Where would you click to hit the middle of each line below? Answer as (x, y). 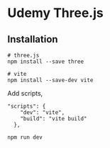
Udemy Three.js (56, 13)
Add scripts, (25, 93)
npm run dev (25, 137)
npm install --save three (45, 62)
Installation (33, 39)
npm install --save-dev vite (50, 80)
